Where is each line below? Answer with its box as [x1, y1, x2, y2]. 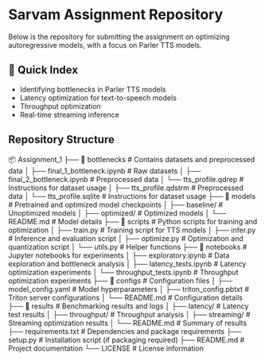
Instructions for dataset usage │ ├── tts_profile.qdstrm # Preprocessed [8, 183, 244, 192]
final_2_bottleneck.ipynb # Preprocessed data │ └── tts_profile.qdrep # [8, 174, 244, 184]
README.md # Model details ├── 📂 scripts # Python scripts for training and [8, 216, 258, 226]
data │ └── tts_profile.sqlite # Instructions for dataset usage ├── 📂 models [8, 191, 256, 200]
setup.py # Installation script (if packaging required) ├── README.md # [8, 335, 245, 344]
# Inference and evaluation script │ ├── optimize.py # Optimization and [8, 233, 244, 243]
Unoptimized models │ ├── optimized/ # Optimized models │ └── [8, 208, 227, 218]
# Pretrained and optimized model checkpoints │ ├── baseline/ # [8, 200, 224, 209]
